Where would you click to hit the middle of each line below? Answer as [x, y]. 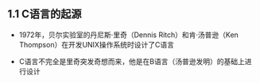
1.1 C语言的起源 [45, 14]
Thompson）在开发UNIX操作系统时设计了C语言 [96, 44]
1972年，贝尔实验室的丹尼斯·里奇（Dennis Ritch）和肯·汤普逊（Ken [129, 35]
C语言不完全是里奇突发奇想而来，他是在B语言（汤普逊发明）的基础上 [132, 61]
